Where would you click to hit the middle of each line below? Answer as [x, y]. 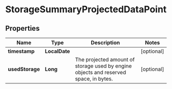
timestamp [21, 51]
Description [105, 43]
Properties [23, 28]
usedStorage [24, 69]
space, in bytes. [94, 79]
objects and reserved [101, 72]
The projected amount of [105, 60]
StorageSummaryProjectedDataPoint [86, 9]
